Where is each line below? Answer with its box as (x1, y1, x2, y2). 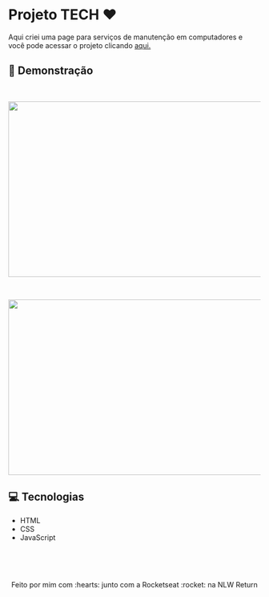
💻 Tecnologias (8, 490, 85, 504)
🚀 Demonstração (8, 64, 94, 78)
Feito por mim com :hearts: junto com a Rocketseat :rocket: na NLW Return (10, 579, 259, 589)
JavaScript (19, 532, 56, 542)
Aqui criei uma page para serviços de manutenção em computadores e (8, 32, 243, 42)
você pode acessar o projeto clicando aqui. (8, 40, 151, 50)
